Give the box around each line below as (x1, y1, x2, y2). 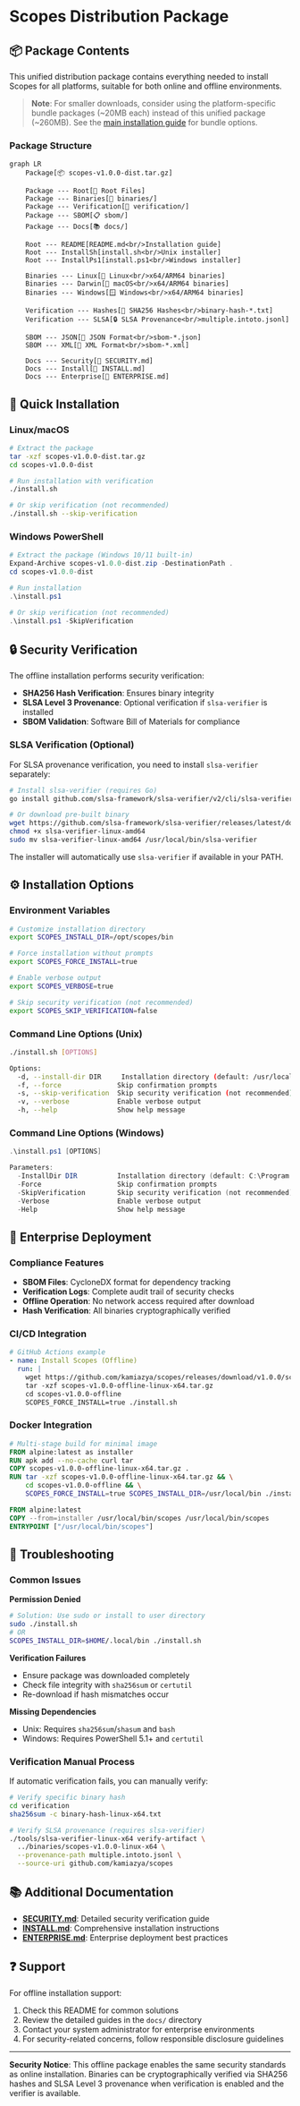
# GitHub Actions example (9, 1348, 105, 1357)
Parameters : (9, 1164, 54, 1172)
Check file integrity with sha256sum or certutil (21, 1679, 193, 1690)
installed (21, 707, 54, 718)
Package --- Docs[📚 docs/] (25, 222, 129, 232)
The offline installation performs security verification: (9, 670, 205, 681)
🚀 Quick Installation (9, 396, 120, 412)
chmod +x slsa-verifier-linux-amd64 (9, 827, 146, 836)
